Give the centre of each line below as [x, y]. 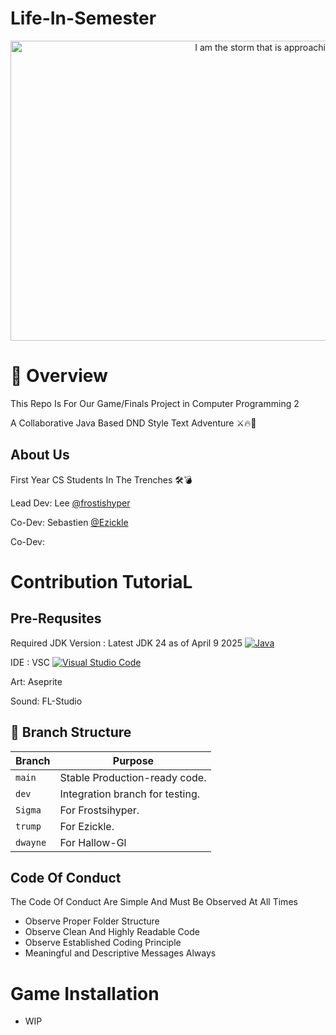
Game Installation [85, 993]
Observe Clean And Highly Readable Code [112, 932]
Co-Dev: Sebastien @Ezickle [69, 522]
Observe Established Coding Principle [103, 943]
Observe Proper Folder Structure [92, 921]
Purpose [133, 760]
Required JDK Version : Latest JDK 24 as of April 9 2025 [126, 643]
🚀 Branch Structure [71, 732]
